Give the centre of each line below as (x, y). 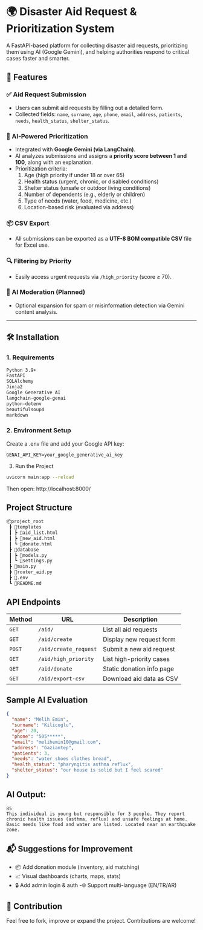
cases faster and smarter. (38, 58)
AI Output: (26, 795)
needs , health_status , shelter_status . (62, 120)
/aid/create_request (68, 649)
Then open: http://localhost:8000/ (49, 489)
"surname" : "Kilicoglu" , (43, 725)
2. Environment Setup (39, 431)
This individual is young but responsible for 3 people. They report (96, 814)
